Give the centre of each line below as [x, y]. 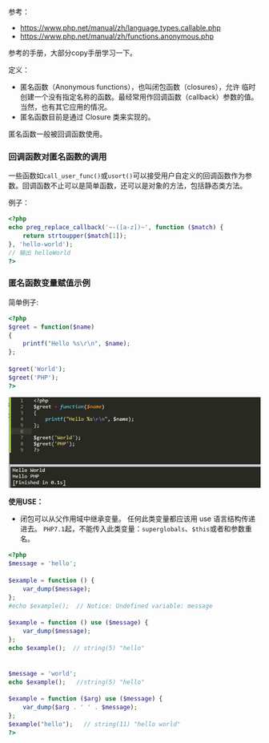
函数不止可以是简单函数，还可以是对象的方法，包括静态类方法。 [141, 186]
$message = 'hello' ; [43, 563]
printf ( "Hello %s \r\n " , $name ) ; [76, 344]
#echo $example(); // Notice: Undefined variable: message [111, 606]
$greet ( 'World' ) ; [37, 369]
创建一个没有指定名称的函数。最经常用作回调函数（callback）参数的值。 [139, 97]
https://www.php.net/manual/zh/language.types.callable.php [120, 28]
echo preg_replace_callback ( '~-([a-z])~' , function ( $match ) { [116, 228]
